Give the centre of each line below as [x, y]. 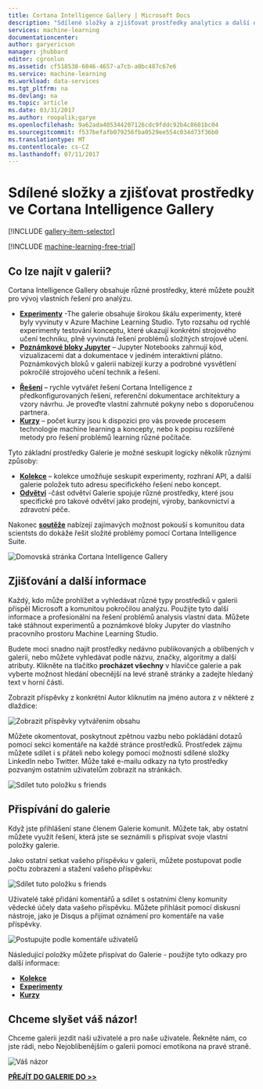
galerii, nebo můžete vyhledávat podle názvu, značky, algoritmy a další [122, 657]
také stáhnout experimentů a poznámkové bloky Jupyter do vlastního [119, 625]
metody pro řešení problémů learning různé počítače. [105, 437]
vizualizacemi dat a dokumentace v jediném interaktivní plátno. [121, 355]
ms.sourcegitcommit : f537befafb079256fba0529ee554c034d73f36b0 [113, 132]
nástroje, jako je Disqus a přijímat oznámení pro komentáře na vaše [116, 915]
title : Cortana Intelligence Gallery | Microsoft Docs [99, 15]
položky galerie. [34, 845]
